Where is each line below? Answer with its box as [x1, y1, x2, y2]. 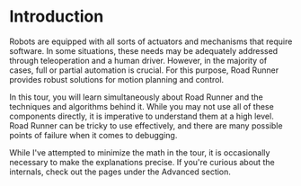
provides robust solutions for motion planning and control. [9, 74, 225, 84]
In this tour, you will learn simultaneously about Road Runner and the [9, 92, 263, 102]
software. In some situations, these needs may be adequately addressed [9, 45, 279, 56]
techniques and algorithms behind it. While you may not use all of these [9, 101, 274, 111]
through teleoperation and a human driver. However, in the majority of [9, 55, 268, 66]
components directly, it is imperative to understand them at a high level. [9, 111, 274, 121]
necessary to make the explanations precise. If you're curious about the [9, 156, 276, 167]
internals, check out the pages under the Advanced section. [9, 166, 232, 177]
